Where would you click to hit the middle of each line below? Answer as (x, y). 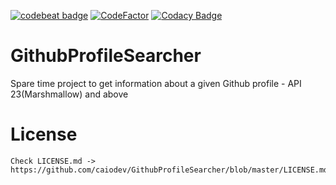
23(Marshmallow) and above (69, 94)
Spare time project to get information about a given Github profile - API (156, 83)
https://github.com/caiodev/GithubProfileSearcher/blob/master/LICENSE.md (169, 170)
